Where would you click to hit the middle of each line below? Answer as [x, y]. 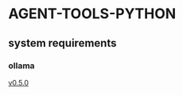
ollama [21, 66]
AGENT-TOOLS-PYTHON [92, 14]
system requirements [62, 43]
